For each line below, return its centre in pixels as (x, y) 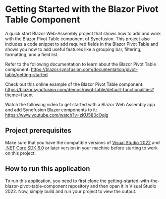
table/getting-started (27, 74)
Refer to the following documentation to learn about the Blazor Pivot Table (81, 64)
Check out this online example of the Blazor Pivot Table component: (74, 84)
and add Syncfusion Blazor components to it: (51, 110)
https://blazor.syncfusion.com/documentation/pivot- (84, 69)
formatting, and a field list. (32, 54)
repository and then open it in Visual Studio (112, 186)
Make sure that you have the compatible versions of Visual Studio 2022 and (83, 142)
